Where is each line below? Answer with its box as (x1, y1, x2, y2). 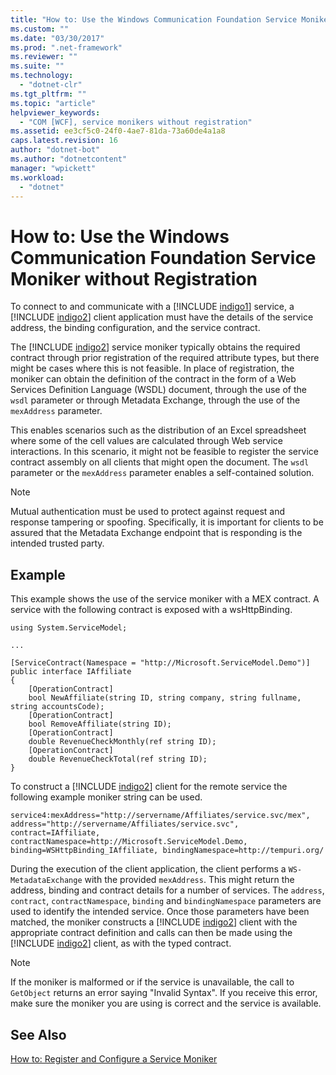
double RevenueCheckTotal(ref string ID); (28, 754, 208, 765)
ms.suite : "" (10, 61, 65, 71)
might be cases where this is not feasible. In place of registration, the (10, 362, 295, 375)
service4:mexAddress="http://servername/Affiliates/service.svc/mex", (10, 811, 311, 821)
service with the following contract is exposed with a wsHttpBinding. (10, 604, 293, 616)
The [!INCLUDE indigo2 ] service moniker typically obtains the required (10, 341, 301, 353)
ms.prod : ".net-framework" (10, 42, 123, 53)
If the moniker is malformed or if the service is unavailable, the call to (10, 976, 295, 988)
